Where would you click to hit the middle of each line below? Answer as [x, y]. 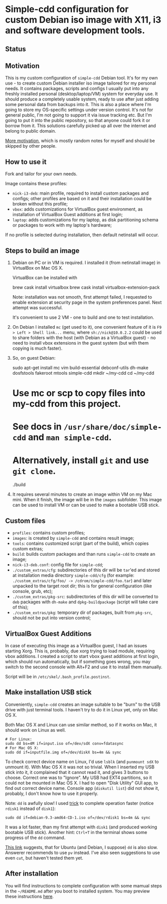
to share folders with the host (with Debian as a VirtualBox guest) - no [84, 338]
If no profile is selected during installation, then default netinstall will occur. [82, 235]
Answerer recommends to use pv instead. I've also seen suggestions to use [83, 852]
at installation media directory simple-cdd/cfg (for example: [73, 575]
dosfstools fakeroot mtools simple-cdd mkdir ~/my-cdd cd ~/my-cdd [83, 373]
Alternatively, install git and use [81, 460]
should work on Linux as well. [36, 730]
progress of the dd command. [35, 837]
